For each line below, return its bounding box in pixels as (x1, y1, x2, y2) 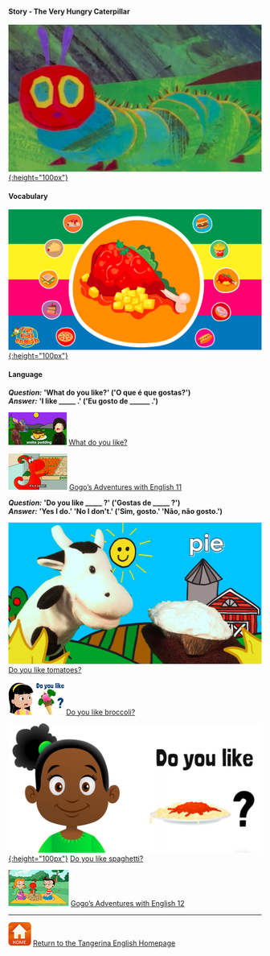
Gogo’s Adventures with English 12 (70, 898, 185, 908)
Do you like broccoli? (65, 707, 136, 717)
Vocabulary (8, 191, 48, 201)
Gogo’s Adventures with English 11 (68, 482, 182, 491)
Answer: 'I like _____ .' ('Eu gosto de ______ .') (8, 395, 159, 406)
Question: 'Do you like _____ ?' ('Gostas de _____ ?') (8, 498, 181, 507)
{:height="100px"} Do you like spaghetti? (8, 854, 144, 863)
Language (8, 369, 43, 379)
